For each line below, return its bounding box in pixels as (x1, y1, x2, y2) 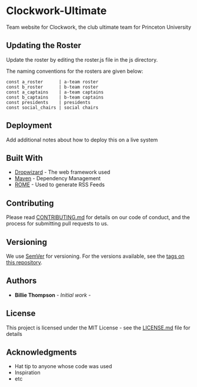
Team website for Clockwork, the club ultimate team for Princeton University (6, 23, 192, 31)
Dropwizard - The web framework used (14, 169, 111, 176)
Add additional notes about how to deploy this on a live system (6, 136, 158, 143)
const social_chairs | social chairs (6, 105, 99, 110)
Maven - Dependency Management (14, 175, 101, 182)
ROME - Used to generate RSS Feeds (14, 181, 105, 189)
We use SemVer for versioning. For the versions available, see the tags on (6, 253, 185, 260)
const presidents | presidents (6, 99, 91, 105)
